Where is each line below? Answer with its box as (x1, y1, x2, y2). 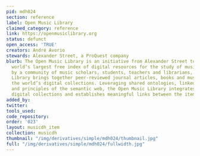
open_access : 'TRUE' (6, 42, 58, 48)
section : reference (6, 14, 55, 20)
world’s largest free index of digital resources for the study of (11, 63, 183, 70)
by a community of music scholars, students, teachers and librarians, (11, 69, 193, 75)
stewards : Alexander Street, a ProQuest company (6, 53, 129, 59)
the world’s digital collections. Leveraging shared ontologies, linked (11, 81, 196, 87)
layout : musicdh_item (6, 125, 60, 130)
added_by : (6, 97, 31, 103)
